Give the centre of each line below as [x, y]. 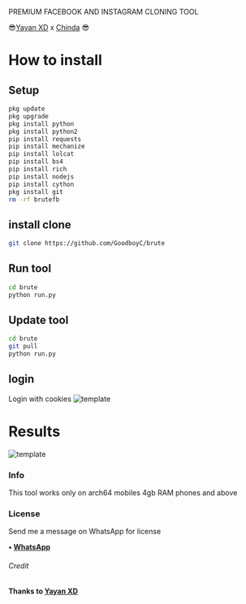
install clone [40, 224]
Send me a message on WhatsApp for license [85, 532]
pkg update [27, 109]
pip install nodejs [41, 177]
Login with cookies [40, 399]
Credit [19, 566]
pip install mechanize [47, 147]
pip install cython [41, 184]
